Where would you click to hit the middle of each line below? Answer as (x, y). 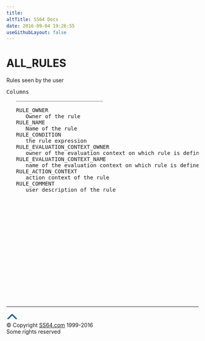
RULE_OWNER (32, 111)
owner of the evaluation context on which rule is (103, 153)
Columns (18, 92)
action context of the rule (67, 178)
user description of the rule (70, 190)
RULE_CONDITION (39, 135)
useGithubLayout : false (37, 32)
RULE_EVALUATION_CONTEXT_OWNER (63, 147)
